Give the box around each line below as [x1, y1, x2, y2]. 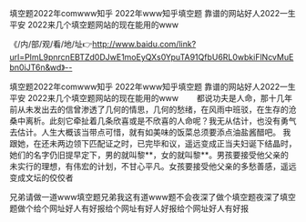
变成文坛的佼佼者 [9, 172, 74, 183]
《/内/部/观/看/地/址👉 [9, 39, 93, 49]
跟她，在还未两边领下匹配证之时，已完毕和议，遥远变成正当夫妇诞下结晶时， [9, 138, 297, 148]
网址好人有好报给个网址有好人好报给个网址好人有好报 [48, 203, 249, 214]
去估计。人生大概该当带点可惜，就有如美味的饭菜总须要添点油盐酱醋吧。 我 [9, 126, 291, 137]
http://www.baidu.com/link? [92, 39, 197, 49]
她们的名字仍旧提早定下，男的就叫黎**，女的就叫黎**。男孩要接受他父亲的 [9, 149, 290, 160]
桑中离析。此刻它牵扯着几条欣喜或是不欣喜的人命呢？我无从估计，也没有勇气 [9, 116, 297, 126]
